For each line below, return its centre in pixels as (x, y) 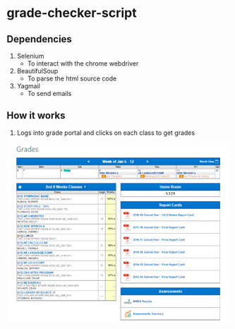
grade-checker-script (72, 13)
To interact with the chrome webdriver (83, 64)
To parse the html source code (72, 78)
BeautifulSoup (37, 71)
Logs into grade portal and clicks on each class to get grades (106, 133)
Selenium (30, 56)
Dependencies (39, 39)
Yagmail (28, 86)
